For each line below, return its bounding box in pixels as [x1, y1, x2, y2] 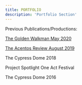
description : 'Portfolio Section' [5, 12, 77, 17]
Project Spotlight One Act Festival [5, 64, 74, 70]
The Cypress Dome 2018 [5, 54, 56, 60]
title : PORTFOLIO [5, 7, 41, 12]
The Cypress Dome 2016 [5, 74, 56, 80]
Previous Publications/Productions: [5, 25, 77, 31]
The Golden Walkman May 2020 [5, 35, 71, 41]
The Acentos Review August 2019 [5, 45, 75, 51]
